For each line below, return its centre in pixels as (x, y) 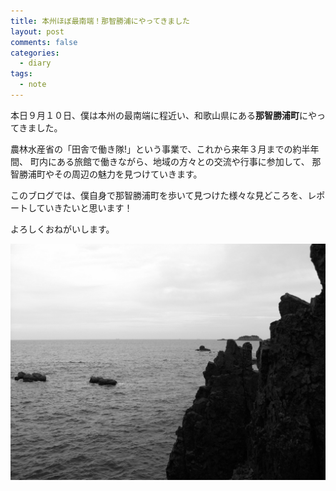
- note (33, 85)
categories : (35, 53)
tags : (21, 74)
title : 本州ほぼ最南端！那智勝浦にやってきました (100, 21)
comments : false (44, 42)
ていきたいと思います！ (84, 207)
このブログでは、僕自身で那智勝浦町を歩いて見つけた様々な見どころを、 (159, 195)
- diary (35, 63)
